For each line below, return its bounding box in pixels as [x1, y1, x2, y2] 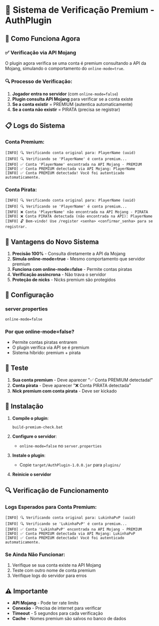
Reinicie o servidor [12, 471, 51, 477]
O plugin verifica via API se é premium [12, 344, 90, 350]
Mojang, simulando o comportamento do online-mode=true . [5, 65, 125, 71]
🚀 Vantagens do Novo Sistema [5, 237, 99, 246]
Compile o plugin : [12, 415, 49, 421]
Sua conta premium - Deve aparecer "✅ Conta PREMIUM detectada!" [12, 377, 153, 383]
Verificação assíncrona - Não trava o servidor [12, 271, 107, 277]
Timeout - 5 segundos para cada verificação [12, 610, 103, 616]
